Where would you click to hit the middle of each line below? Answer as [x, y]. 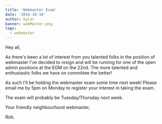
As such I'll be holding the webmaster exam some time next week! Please [81, 82]
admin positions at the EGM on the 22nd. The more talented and [71, 67]
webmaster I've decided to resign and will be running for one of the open [81, 62]
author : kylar [20, 19]
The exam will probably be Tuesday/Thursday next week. [64, 97]
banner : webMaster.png [29, 24]
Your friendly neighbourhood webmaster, [48, 107]
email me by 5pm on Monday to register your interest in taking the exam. [80, 88]
